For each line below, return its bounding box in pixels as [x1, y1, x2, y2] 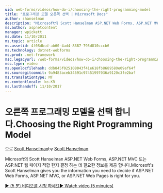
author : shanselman [5, 16, 45, 21]
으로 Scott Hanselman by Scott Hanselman [5, 146, 89, 152]
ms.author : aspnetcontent [5, 25, 57, 30]
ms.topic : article [5, 39, 42, 44]
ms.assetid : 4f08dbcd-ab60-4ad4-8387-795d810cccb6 [5, 43, 110, 48]
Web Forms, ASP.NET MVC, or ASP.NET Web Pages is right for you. [5, 173, 140, 179]
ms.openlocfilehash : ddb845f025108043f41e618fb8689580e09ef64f [5, 66, 136, 71]
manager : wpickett [5, 30, 42, 35]
